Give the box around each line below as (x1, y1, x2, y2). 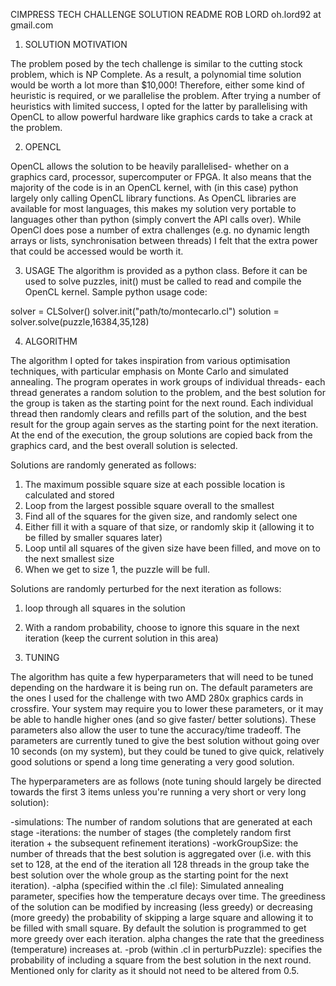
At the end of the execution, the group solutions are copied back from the (10, 429, 313, 441)
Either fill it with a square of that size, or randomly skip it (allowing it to (24, 521, 315, 533)
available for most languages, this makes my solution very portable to (10, 203, 297, 214)
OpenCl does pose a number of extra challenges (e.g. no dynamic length (10, 224, 310, 236)
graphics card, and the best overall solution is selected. (10, 440, 238, 451)
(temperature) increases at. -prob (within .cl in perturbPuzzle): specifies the (10, 944, 323, 955)
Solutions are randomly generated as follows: (10, 459, 197, 471)
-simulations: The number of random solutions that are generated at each (10, 816, 313, 828)
